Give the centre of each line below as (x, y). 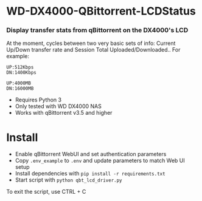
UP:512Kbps (20, 67)
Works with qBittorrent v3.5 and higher (64, 113)
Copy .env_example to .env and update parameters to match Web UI (100, 161)
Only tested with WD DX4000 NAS (58, 106)
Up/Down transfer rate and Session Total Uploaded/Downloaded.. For (93, 50)
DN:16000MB (20, 89)
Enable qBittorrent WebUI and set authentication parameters (91, 154)
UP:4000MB (19, 83)
